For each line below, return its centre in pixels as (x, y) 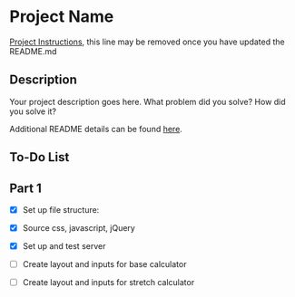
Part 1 (26, 188)
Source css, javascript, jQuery (79, 228)
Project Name (62, 17)
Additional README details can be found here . (96, 129)
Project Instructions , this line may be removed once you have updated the (147, 42)
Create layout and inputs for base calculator (104, 264)
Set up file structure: (61, 209)
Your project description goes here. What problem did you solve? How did (147, 101)
